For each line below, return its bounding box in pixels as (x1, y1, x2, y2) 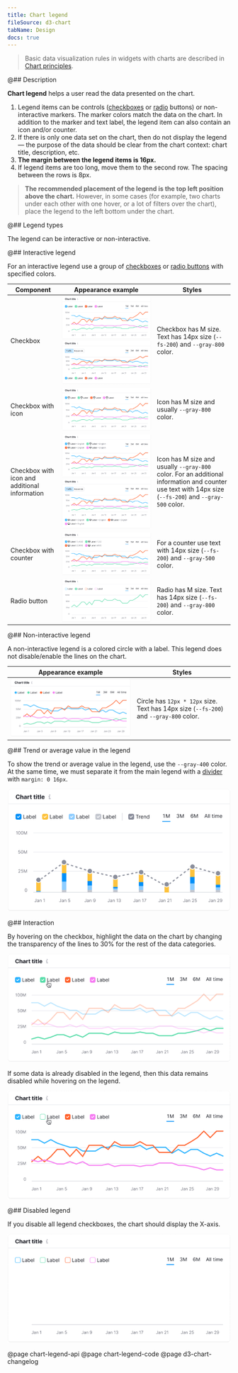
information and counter (157, 477, 227, 486)
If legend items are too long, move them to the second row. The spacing (17, 163, 228, 172)
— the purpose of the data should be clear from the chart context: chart (17, 140, 228, 149)
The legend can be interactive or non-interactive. (7, 235, 151, 243)
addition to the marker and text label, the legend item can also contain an (17, 118, 231, 127)
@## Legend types (7, 221, 64, 230)
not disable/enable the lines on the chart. (7, 652, 127, 661)
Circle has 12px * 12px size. (137, 696, 218, 705)
